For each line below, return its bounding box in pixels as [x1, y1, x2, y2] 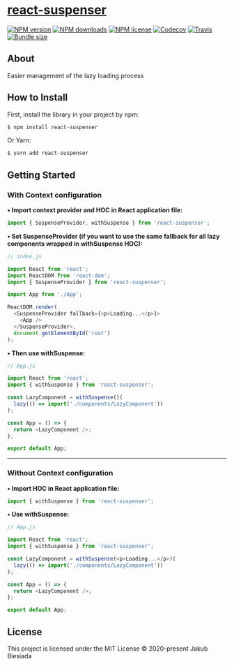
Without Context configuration [7, 468, 114, 478]
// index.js [7, 253, 42, 260]
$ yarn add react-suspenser [7, 149, 89, 157]
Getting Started [7, 169, 76, 181]
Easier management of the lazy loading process [7, 71, 144, 80]
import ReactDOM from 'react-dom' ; [7, 272, 111, 279]
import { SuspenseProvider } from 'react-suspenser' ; [7, 279, 167, 286]
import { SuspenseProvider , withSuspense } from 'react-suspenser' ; [7, 219, 210, 226]
